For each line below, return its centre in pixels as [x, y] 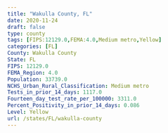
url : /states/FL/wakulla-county [54, 118]
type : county [26, 33]
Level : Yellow [28, 112]
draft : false [26, 27]
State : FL [22, 60]
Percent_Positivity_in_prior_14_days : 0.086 [73, 106]
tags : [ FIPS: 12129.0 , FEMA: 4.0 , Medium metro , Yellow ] [84, 40]
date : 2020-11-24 [33, 20]
